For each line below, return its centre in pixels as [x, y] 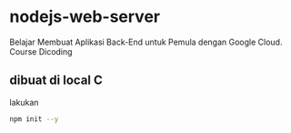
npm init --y [34, 119]
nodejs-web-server [85, 17]
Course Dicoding [41, 51]
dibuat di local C [56, 81]
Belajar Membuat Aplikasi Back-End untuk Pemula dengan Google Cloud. [146, 42]
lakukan [24, 102]
